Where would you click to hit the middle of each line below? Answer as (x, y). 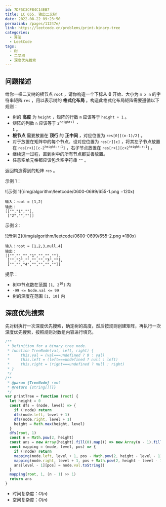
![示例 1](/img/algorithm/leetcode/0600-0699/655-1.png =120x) (70, 192)
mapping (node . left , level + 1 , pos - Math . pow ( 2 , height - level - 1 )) (89, 456)
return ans (21, 479)
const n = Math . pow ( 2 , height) (42, 438)
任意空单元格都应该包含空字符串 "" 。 (50, 160)
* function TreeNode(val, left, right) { (50, 351)
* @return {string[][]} (32, 387)
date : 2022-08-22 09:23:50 (33, 19)
